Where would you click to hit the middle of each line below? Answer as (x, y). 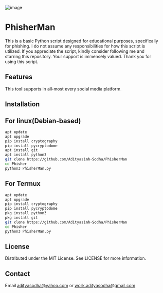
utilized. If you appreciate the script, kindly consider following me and (75, 51)
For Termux (23, 184)
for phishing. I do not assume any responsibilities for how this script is (75, 46)
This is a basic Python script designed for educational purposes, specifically (81, 41)
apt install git (21, 150)
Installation (22, 104)
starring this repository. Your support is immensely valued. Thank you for (78, 56)
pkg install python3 (26, 213)
